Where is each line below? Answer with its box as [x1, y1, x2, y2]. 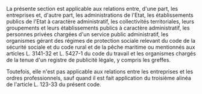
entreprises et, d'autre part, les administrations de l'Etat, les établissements [6, 11, 194, 19]
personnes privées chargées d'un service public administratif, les [6, 31, 169, 38]
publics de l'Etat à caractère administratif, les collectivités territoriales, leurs [6, 18, 195, 25]
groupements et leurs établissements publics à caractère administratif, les [6, 24, 190, 31]
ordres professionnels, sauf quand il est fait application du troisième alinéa [6, 75, 192, 81]
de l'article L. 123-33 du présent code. [6, 81, 101, 88]
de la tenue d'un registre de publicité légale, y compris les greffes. [6, 57, 171, 63]
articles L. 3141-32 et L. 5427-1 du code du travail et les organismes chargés [6, 50, 196, 57]
